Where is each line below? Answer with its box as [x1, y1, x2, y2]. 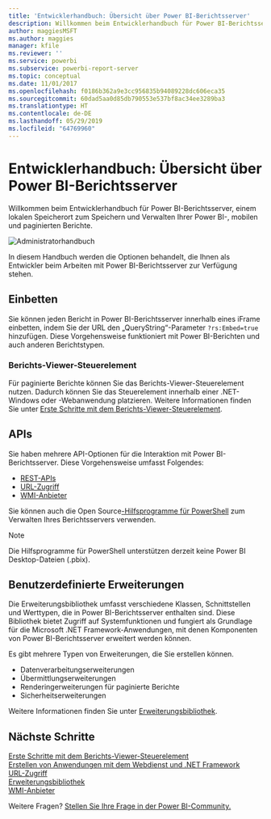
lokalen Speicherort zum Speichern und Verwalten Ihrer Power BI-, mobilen [8, 212, 258, 222]
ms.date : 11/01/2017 [8, 79, 78, 87]
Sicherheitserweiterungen [19, 690, 106, 700]
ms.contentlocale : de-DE [8, 110, 92, 118]
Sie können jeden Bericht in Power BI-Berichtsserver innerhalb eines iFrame [8, 314, 261, 323]
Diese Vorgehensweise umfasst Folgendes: [60, 458, 204, 467]
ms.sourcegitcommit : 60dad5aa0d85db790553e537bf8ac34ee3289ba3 [8, 95, 226, 103]
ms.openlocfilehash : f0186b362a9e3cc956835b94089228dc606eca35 [8, 87, 226, 95]
